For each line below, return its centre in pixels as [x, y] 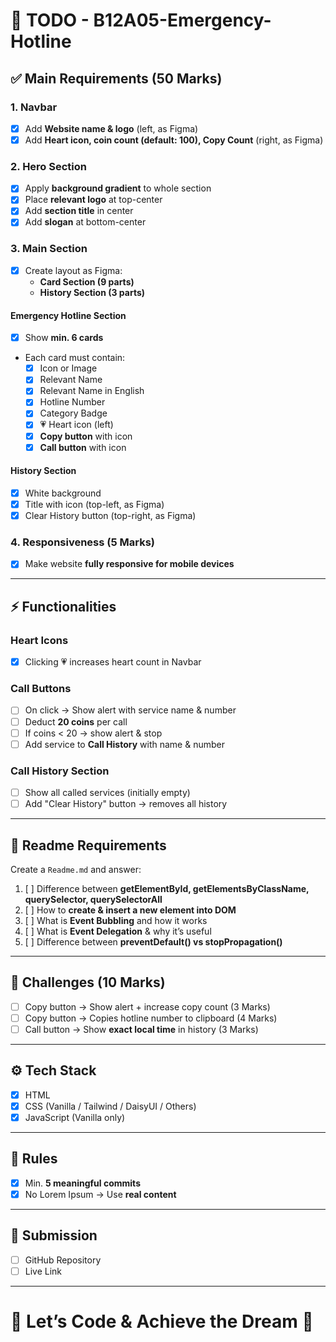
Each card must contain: [75, 358]
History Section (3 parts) [92, 292]
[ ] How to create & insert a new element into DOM [130, 910]
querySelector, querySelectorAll [93, 899]
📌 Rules [34, 1159]
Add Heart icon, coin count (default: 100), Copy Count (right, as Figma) [174, 140]
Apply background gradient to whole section [118, 188]
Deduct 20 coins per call [76, 721]
